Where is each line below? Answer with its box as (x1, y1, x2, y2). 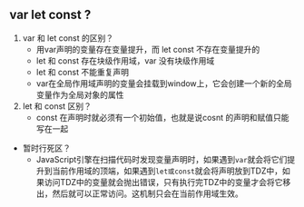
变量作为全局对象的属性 (35, 89, 124, 100)
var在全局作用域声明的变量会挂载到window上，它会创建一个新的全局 (35, 77, 292, 89)
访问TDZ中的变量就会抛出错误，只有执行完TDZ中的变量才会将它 (44, 176, 283, 187)
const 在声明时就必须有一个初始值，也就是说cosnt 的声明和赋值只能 (35, 112, 289, 123)
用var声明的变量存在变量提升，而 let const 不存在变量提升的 (35, 44, 260, 54)
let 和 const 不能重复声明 (35, 66, 130, 77)
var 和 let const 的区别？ (22, 32, 114, 44)
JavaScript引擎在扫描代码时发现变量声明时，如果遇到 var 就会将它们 (35, 153, 288, 164)
